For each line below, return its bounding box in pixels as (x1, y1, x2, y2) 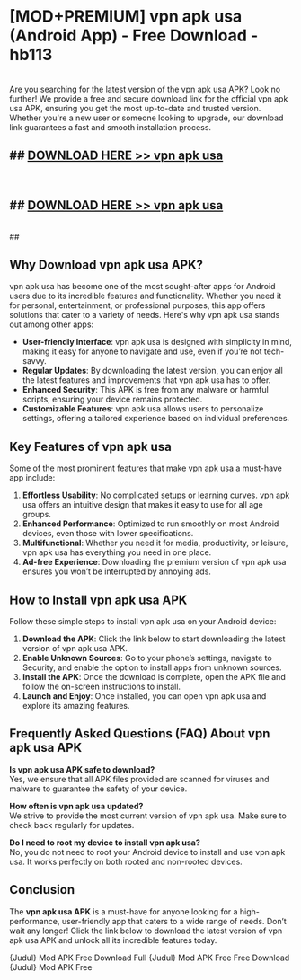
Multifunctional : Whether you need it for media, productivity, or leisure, (22, 537, 288, 549)
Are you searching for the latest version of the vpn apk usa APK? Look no (9, 84, 281, 94)
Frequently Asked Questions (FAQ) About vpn (9, 726, 270, 742)
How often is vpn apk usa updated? (9, 800, 144, 811)
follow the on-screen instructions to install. (22, 681, 181, 692)
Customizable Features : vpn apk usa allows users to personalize (22, 403, 264, 414)
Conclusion (9, 882, 75, 897)
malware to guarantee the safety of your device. (9, 783, 188, 794)
